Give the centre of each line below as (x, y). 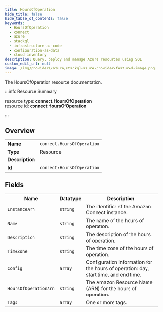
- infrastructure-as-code (36, 46)
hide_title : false (24, 14)
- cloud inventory (28, 55)
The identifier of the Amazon (119, 206)
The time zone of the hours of (120, 248)
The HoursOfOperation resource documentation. (54, 82)
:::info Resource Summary (31, 91)
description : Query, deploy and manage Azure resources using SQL (73, 59)
